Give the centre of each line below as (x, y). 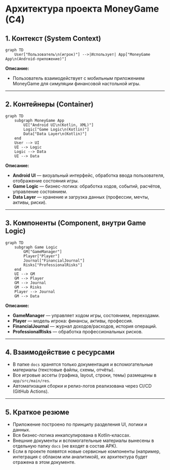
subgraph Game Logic (36, 247)
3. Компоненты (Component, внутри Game (76, 223)
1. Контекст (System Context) (53, 38)
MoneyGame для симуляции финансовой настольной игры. (76, 84)
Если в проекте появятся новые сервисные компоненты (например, (87, 451)
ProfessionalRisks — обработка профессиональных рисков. (78, 331)
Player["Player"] (41, 256)
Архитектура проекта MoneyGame (82, 9)
